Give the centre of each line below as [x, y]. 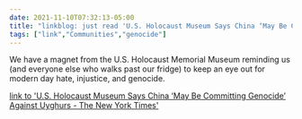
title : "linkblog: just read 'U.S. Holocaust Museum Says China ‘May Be [148, 26]
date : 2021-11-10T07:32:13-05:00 [72, 17]
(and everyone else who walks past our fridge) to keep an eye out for [137, 69]
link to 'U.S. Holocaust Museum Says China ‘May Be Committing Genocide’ [147, 96]
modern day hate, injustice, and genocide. [87, 79]
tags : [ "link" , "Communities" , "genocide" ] [88, 34]
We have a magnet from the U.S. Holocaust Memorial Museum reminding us [150, 60]
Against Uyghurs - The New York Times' [84, 106]
